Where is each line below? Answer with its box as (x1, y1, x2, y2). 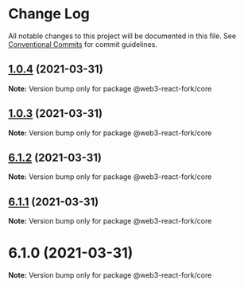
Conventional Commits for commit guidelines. (8, 39, 157, 49)
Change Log (8, 5, 90, 23)
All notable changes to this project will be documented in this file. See (8, 31, 237, 41)
